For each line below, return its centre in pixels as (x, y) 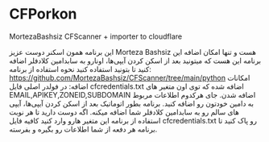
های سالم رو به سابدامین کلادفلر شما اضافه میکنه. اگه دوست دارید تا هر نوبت (124, 112)
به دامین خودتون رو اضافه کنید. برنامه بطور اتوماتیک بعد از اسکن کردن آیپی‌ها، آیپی (132, 103)
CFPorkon (43, 14)
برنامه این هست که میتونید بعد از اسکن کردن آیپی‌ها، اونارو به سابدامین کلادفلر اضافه (135, 61)
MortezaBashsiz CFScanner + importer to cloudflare (96, 36)
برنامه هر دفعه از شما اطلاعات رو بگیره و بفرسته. (83, 129)
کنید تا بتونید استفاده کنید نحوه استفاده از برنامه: (80, 69)
